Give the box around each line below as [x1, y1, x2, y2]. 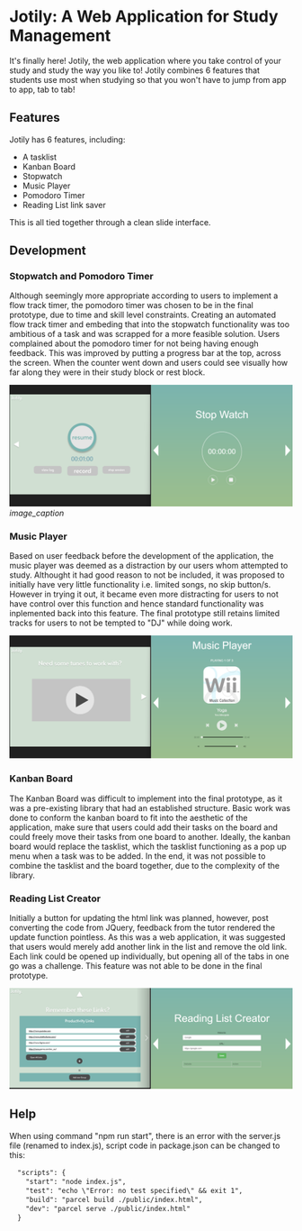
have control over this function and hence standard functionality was [9, 598, 264, 609]
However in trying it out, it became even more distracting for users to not [9, 588, 279, 600]
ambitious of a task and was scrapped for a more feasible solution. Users [9, 329, 280, 340]
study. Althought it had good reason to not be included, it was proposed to [9, 570, 285, 580]
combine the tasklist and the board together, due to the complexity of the [9, 860, 280, 871]
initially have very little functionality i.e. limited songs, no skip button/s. [9, 579, 271, 590]
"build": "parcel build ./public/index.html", [25, 1195, 203, 1204]
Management [9, 25, 111, 46]
